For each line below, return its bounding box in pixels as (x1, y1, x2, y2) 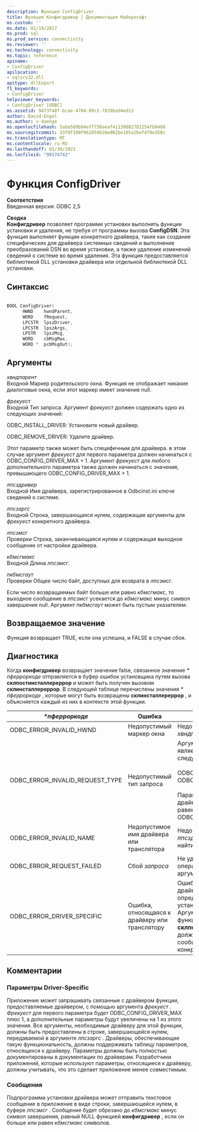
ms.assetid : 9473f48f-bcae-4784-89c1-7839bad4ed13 (6, 108, 134, 114)
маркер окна (128, 730, 165, 738)
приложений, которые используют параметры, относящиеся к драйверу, (6, 1060, 193, 1067)
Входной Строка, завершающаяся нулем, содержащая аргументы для (6, 511, 185, 518)
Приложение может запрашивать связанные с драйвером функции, (6, 997, 179, 1004)
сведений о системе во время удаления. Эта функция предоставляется (6, 252, 188, 259)
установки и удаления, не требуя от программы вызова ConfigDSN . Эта (6, 227, 190, 234)
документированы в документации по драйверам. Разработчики (6, 1053, 172, 1060)
